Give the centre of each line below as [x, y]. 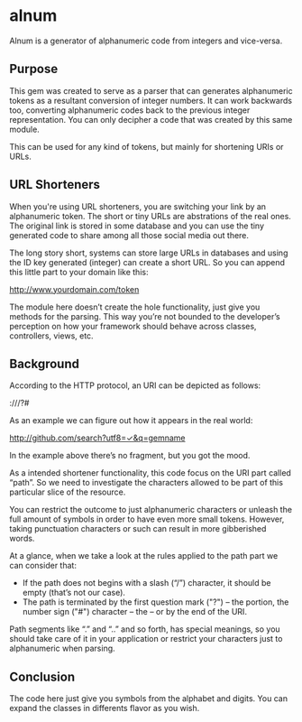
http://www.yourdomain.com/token [74, 289]
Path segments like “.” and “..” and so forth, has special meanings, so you [145, 629]
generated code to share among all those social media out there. [129, 235]
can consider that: [43, 566]
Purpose [34, 69]
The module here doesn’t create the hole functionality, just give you [135, 307]
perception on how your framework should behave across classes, [133, 326]
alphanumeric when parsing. [62, 648]
